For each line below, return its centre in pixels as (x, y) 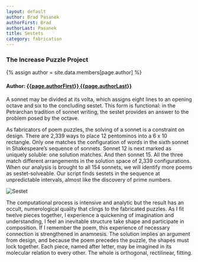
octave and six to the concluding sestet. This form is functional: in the (91, 105)
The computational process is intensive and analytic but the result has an (95, 202)
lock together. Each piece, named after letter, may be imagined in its (89, 246)
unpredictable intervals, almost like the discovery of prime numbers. (89, 179)
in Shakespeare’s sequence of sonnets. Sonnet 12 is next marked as (89, 148)
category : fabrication (34, 39)
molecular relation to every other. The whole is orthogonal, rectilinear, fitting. (99, 253)
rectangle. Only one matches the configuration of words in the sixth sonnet (98, 142)
